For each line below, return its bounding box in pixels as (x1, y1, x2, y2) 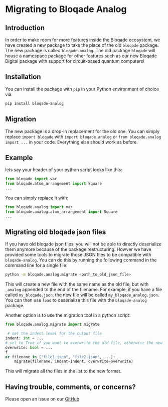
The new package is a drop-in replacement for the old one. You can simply (5, 128, 159, 134)
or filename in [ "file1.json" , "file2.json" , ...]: (5, 354, 115, 359)
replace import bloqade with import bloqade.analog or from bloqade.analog (5, 133, 161, 140)
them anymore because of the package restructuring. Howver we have (5, 246, 151, 252)
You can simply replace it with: (5, 195, 69, 201)
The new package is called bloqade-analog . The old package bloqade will (5, 48, 155, 53)
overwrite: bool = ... (5, 345, 53, 350)
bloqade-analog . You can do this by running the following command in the (5, 257, 157, 263)
